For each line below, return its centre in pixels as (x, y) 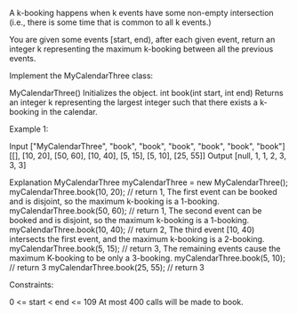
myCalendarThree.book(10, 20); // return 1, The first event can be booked (143, 192)
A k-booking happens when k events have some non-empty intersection (141, 13)
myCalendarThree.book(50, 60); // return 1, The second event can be (136, 211)
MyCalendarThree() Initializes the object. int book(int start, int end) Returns (146, 93)
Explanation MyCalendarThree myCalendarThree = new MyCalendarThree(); (149, 182)
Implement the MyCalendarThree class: (81, 76)
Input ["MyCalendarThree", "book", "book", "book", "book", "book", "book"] (147, 146)
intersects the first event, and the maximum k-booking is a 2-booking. (137, 239)
